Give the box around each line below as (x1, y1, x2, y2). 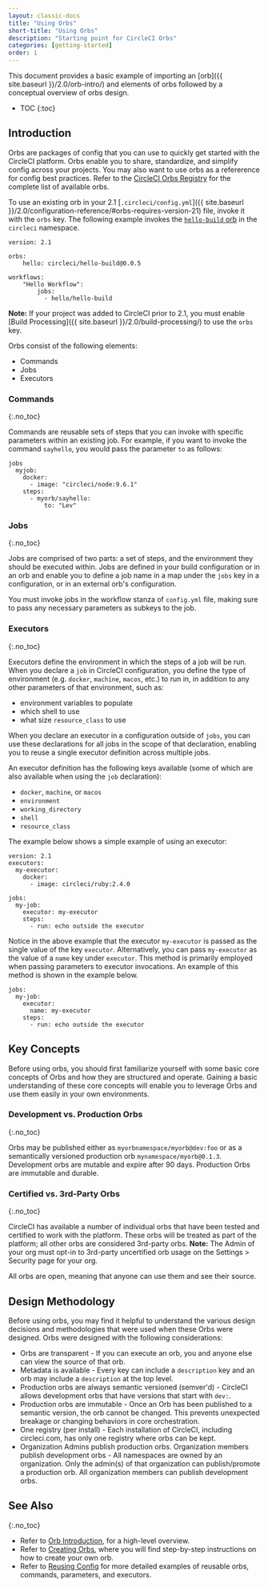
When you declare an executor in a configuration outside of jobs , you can (8, 730, 250, 740)
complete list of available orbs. (8, 182, 110, 191)
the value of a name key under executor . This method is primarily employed (8, 953, 254, 963)
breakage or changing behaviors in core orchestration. (19, 1416, 200, 1425)
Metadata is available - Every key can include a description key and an (19, 1365, 255, 1375)
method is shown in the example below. (8, 970, 138, 980)
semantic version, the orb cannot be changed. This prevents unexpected (19, 1408, 260, 1417)
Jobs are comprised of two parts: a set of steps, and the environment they (8, 554, 254, 563)
